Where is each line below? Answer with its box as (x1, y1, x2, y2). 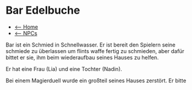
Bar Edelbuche (5, 4, 81, 17)
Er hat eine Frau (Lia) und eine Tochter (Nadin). (5, 65, 123, 72)
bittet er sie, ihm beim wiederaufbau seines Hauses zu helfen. (5, 54, 159, 61)
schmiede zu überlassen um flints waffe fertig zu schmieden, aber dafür (5, 47, 185, 54)
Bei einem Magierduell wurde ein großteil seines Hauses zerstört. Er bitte (5, 77, 187, 84)
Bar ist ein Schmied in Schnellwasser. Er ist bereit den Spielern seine (5, 41, 176, 48)
